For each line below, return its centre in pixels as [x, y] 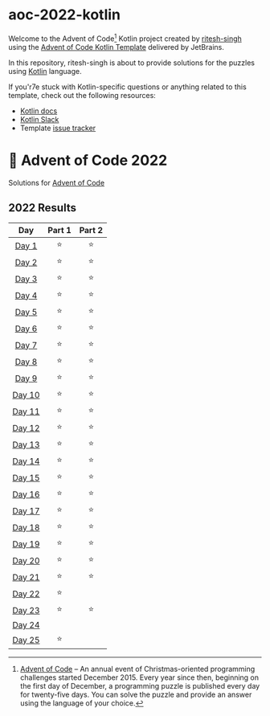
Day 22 [26, 594]
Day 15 [26, 477]
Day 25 [26, 640]
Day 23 [26, 610]
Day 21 [26, 577]
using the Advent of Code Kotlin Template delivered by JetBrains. [117, 47]
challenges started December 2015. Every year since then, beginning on [139, 677]
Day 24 [26, 625]
